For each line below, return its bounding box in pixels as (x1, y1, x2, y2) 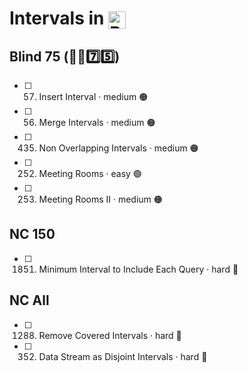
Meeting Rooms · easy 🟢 (38, 168, 142, 179)
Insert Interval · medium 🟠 (38, 91, 149, 102)
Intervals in (9, 7, 105, 30)
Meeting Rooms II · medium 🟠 (38, 193, 163, 205)
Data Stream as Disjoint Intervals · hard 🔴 (38, 350, 208, 362)
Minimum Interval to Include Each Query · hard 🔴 (38, 263, 239, 275)
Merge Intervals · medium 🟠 (38, 117, 156, 128)
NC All (9, 292, 50, 309)
